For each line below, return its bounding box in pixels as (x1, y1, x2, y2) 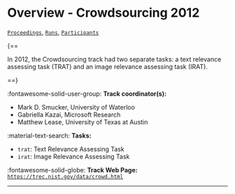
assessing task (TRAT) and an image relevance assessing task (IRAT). (7, 62, 208, 70)
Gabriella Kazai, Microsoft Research (17, 110, 121, 119)
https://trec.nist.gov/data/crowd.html (7, 173, 124, 180)
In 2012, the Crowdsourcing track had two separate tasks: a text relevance (7, 54, 222, 64)
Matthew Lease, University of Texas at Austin (17, 117, 148, 126)
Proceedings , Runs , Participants (7, 28, 99, 36)
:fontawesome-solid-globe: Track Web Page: (7, 165, 138, 174)
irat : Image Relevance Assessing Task (17, 152, 130, 161)
